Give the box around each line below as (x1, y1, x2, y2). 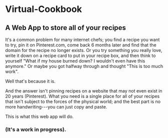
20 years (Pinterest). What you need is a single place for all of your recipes (5, 93, 160, 99)
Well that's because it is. (5, 78, 56, 84)
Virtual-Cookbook (5, 3, 82, 15)
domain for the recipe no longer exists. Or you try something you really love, (5, 47, 162, 53)
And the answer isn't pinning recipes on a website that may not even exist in (5, 88, 162, 93)
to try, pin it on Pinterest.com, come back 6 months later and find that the (5, 42, 156, 48)
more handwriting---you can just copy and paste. (5, 104, 107, 109)
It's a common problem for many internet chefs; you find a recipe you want (5, 36, 160, 42)
